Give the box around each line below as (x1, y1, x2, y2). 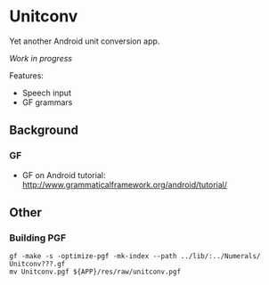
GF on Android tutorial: (21, 169, 106, 180)
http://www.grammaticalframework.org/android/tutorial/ (21, 179, 228, 190)
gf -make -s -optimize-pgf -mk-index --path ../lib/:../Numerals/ (9, 252, 261, 261)
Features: (9, 69, 45, 81)
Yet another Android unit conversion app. (9, 36, 160, 46)
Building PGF (9, 232, 67, 244)
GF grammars (21, 96, 73, 108)
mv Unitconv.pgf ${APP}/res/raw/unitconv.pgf (9, 267, 181, 277)
